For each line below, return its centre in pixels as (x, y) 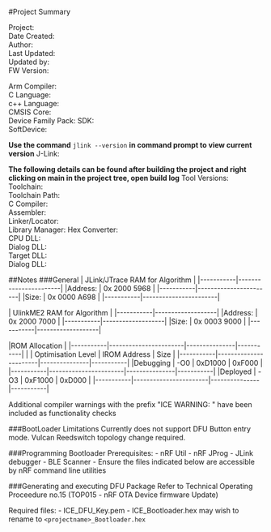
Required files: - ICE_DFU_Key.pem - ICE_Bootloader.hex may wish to (124, 511)
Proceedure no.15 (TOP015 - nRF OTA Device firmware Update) (113, 495)
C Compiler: (28, 204)
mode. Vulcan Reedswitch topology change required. (97, 438)
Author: (21, 45)
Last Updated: (32, 53)
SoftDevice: (28, 129)
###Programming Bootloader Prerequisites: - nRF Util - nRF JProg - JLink (131, 453)
